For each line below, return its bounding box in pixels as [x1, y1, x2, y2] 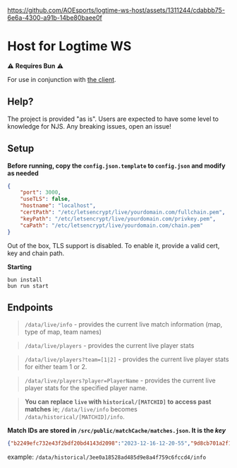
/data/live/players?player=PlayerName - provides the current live [24, 376, 217, 385]
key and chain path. [7, 249, 65, 257]
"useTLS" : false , [20, 196, 71, 203]
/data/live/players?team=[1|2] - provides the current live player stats [24, 355, 229, 363]
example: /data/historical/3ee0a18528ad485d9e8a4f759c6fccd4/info [7, 452, 207, 462]
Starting [7, 262, 32, 271]
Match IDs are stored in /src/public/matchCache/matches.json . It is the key [7, 426, 226, 435]
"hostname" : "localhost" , [20, 202, 97, 209]
